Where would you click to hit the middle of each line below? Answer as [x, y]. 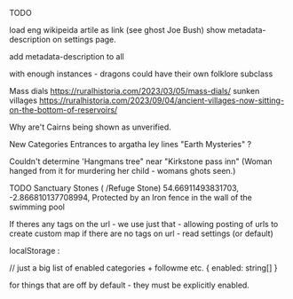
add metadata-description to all [67, 56]
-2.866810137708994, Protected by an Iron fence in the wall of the [131, 197]
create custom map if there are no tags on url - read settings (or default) [141, 233]
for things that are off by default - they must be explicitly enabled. [130, 285]
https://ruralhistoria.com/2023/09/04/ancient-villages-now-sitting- [162, 100]
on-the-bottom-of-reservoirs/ [63, 110]
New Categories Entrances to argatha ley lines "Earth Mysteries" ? [131, 144]
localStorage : [35, 251]
